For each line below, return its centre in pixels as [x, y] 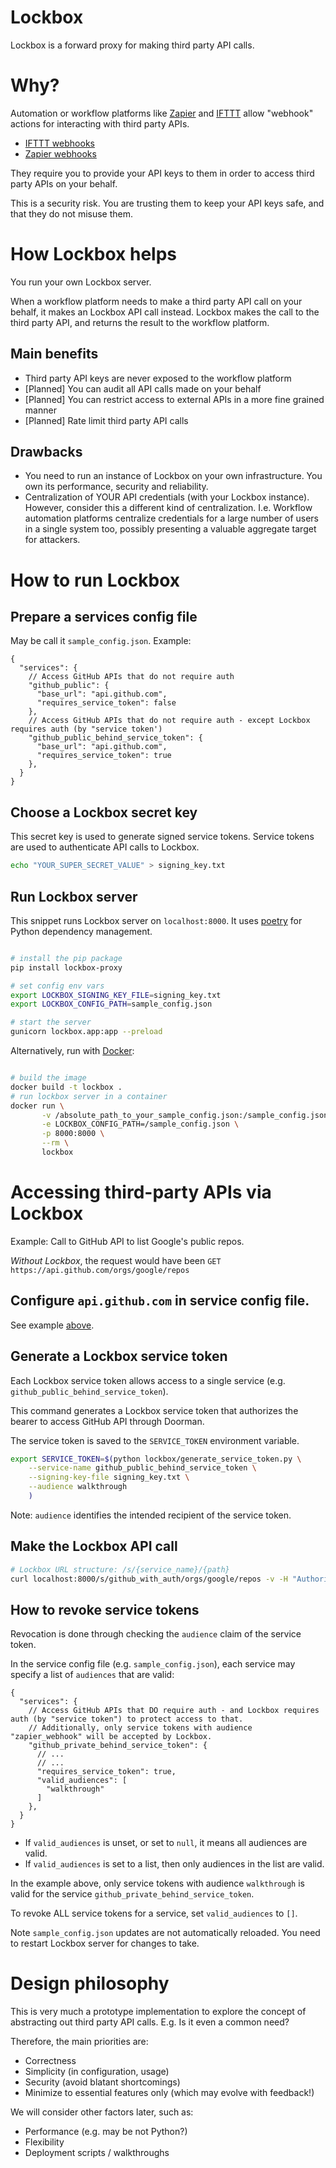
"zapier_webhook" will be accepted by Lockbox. [111, 1737]
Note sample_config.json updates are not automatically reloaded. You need [165, 1933]
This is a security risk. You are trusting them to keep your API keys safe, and [167, 203]
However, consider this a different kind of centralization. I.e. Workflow [168, 508]
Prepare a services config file [104, 617]
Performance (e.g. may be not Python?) [106, 2132]
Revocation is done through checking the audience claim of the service [156, 1634]
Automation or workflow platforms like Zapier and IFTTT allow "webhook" [162, 113]
